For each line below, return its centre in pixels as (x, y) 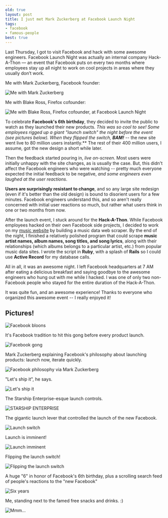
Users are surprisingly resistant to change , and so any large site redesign (82, 188)
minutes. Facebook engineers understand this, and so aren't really (73, 199)
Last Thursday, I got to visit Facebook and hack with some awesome (76, 52)
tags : (11, 24)
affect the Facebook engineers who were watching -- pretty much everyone (83, 168)
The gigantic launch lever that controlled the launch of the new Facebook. (81, 417)
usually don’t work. (25, 73)
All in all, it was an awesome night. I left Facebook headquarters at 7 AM (79, 266)
